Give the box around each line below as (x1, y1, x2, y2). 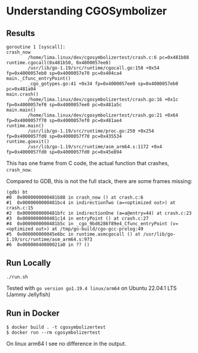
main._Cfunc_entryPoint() (6, 76, 71, 82)
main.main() (6, 107, 36, 113)
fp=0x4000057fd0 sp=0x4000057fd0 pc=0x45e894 (6, 149, 122, 155)
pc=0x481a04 (6, 86, 36, 92)
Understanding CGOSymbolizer (6, 4, 167, 18)
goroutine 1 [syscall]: (6, 44, 66, 50)
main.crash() (6, 91, 39, 97)
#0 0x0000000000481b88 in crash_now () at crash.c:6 (6, 195, 144, 201)
